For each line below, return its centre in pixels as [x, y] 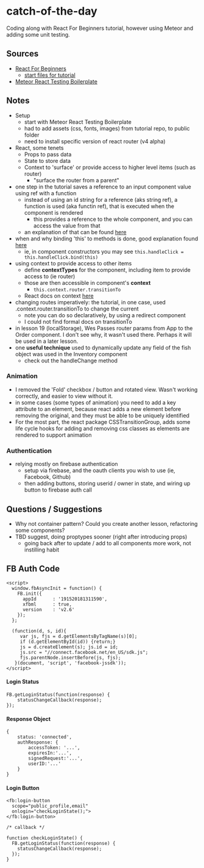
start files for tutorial [50, 75]
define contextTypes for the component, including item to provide [107, 270]
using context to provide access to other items [73, 263]
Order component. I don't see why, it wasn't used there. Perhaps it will [103, 334]
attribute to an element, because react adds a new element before [98, 409]
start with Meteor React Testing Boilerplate [78, 122]
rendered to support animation [53, 435]
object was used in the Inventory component [71, 354]
